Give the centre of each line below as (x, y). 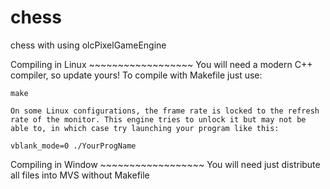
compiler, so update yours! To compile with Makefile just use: (136, 75)
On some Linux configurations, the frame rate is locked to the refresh (165, 111)
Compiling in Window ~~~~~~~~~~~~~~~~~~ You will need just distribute (165, 164)
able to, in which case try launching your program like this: (145, 128)
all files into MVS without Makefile (80, 175)
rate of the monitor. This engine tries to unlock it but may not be (158, 119)
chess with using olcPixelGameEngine (88, 45)
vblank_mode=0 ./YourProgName (73, 146)
